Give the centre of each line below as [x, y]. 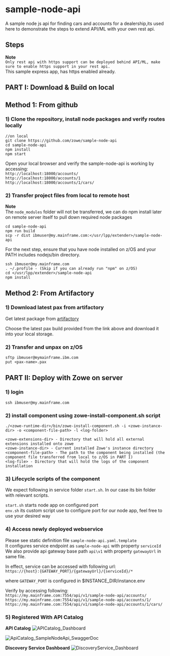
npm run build [20, 231]
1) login [15, 392]
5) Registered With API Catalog [44, 617]
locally [14, 126]
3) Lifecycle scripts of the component [53, 479]
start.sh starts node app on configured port [52, 505]
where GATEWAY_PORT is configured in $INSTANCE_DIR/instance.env [75, 581]
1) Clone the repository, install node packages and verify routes [85, 119]
